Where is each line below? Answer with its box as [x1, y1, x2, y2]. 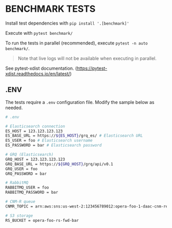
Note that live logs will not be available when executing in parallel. [17, 55, 157, 61]
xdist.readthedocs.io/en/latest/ [5, 70, 70, 77]
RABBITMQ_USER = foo [5, 185, 50, 190]
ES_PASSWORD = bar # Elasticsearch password [5, 143, 102, 148]
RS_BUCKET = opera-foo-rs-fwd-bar [5, 218, 79, 223]
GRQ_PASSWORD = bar [5, 171, 47, 176]
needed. [5, 105, 23, 111]
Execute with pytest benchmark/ [5, 30, 73, 36]
